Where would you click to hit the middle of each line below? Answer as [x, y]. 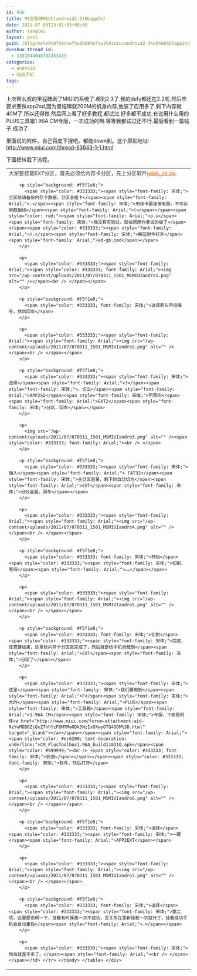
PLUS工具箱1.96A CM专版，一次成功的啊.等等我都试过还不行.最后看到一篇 [95, 121]
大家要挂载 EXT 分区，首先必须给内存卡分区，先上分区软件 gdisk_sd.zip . [93, 173]
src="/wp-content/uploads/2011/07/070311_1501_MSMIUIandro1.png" [90, 275]
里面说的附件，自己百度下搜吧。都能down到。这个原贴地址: [78, 141]
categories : [21, 62]
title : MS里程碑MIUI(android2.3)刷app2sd [56, 19]
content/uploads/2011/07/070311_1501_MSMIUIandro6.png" [78, 798]
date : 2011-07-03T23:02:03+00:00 [47, 25]
